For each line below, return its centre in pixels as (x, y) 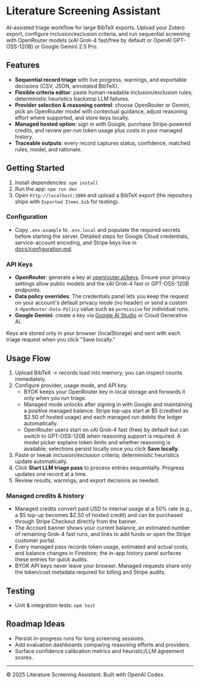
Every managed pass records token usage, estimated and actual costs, (102, 547)
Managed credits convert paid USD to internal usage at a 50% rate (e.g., (103, 509)
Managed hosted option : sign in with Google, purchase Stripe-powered (103, 124)
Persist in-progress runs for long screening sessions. (80, 638)
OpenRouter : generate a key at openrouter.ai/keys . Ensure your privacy (102, 277)
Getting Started (35, 168)
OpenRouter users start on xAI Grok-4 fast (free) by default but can (106, 429)
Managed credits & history (45, 496)
